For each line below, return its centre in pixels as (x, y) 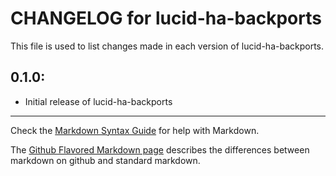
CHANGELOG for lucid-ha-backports (166, 18)
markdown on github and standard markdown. (105, 160)
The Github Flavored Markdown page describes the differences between (160, 149)
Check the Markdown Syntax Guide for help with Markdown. (135, 130)
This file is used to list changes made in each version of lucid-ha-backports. (167, 46)
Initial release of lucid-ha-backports (98, 101)
